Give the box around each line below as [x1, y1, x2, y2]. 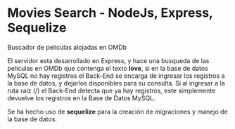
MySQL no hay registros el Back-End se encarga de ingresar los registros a [7, 72, 225, 80]
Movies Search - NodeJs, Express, [7, 5, 213, 21]
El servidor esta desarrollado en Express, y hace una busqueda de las [7, 56, 210, 64]
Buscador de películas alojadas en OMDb [7, 43, 127, 51]
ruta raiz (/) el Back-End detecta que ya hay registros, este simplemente [7, 86, 216, 95]
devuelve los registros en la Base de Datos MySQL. [7, 93, 156, 102]
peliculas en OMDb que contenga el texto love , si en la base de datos [7, 64, 209, 72]
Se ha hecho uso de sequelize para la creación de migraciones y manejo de [7, 107, 228, 116]
